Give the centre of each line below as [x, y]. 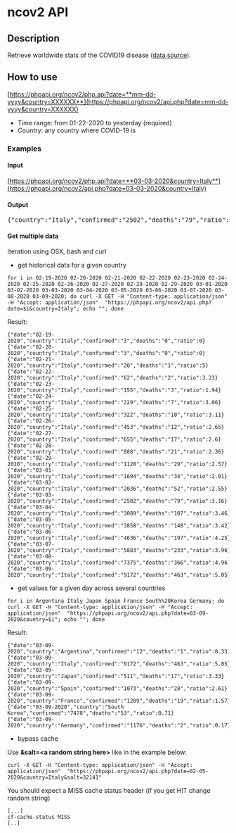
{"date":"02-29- [31, 458]
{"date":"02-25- [31, 409]
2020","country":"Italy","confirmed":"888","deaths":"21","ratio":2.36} [116, 452]
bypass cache [38, 739]
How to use [32, 77]
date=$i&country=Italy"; [44, 309]
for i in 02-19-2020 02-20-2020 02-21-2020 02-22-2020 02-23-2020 [106, 278]
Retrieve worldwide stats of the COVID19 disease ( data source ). [99, 55]
